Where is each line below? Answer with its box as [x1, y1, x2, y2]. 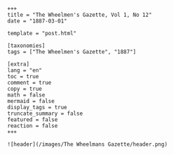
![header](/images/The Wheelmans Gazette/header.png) [7, 141, 168, 148]
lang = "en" [7, 67, 42, 74]
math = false [7, 92, 46, 99]
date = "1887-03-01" [7, 18, 68, 25]
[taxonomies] [7, 42, 46, 49]
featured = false [7, 116, 58, 123]
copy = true [7, 85, 42, 92]
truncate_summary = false [7, 110, 83, 117]
